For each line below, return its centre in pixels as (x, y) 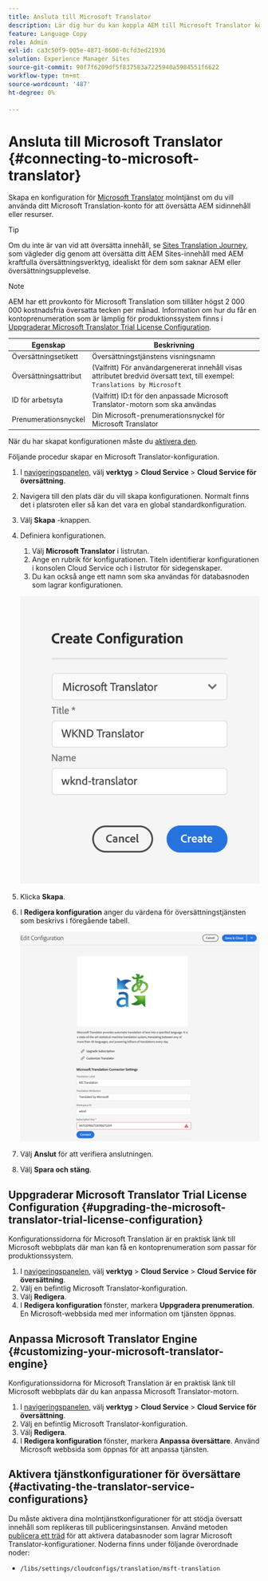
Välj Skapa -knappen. (55, 520)
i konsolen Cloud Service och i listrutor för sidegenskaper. (127, 568)
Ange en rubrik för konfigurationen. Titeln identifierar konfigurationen (145, 559)
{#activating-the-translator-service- (102, 1487)
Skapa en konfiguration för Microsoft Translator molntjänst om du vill (121, 198)
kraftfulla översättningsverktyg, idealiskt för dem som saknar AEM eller (125, 263)
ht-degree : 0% (32, 93)
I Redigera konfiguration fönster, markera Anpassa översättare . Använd (140, 1441)
